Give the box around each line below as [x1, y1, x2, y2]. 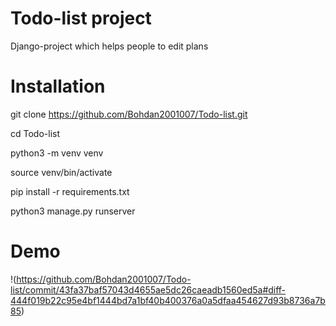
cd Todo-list [10, 127, 61, 139]
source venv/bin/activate [10, 166, 113, 178]
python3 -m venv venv [10, 147, 104, 159]
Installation [10, 75, 106, 98]
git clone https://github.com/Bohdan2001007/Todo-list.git [10, 108, 248, 120]
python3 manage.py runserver [10, 205, 136, 217]
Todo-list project [10, 7, 152, 30]
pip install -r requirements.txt [10, 185, 130, 197]
